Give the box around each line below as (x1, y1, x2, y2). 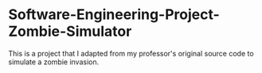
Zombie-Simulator (8, 22, 132, 40)
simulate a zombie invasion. (8, 57, 100, 67)
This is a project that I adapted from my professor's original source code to (8, 48, 254, 58)
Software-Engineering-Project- (8, 6, 221, 24)
